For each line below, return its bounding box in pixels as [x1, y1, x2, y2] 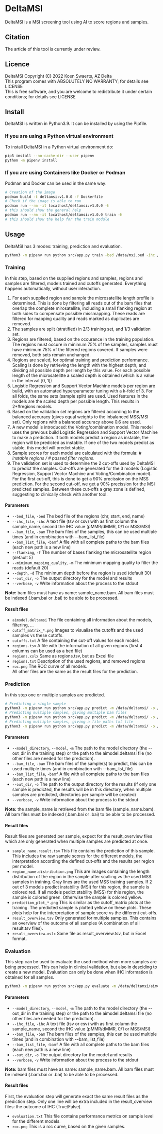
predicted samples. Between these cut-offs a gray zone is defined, [12, 486, 146, 492]
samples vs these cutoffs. [12, 633, 64, 638]
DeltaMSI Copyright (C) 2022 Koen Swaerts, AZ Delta [5, 73, 112, 79]
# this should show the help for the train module [5, 217, 110, 222]
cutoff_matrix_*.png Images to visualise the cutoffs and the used [12, 627, 143, 633]
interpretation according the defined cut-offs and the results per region [12, 858, 154, 864]
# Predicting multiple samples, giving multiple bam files [5, 710, 127, 715]
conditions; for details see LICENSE [5, 93, 76, 100]
